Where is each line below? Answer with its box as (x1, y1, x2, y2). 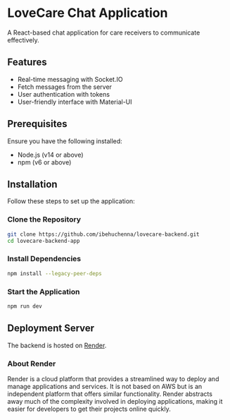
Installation (7, 178, 58, 190)
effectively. (7, 35, 40, 44)
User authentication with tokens (17, 90, 110, 98)
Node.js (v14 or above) (17, 150, 84, 159)
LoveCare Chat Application (7, 5, 168, 21)
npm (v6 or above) (17, 157, 72, 167)
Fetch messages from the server (17, 83, 113, 91)
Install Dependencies (7, 254, 82, 264)
